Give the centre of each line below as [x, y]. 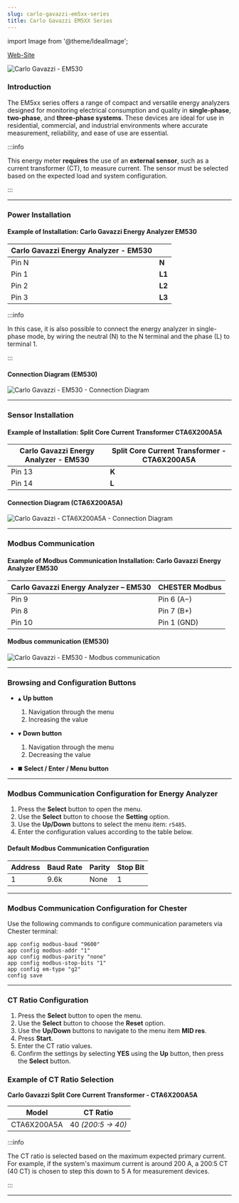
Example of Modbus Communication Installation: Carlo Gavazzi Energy [115, 560]
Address [26, 867]
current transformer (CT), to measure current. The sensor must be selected [118, 168]
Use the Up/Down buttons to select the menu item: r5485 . [102, 824]
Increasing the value [58, 720]
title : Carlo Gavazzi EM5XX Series [60, 21]
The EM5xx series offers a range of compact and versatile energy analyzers [118, 102]
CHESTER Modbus [190, 587]
